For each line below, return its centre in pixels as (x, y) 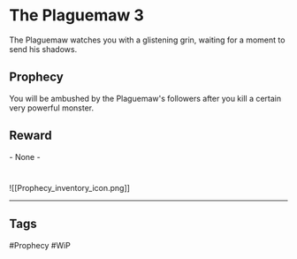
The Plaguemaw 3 (76, 15)
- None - (25, 156)
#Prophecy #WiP (40, 245)
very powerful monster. (52, 108)
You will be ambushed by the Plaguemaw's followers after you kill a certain (145, 98)
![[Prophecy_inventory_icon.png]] (70, 187)
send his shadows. (43, 49)
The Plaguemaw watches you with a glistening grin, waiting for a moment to (147, 40)
